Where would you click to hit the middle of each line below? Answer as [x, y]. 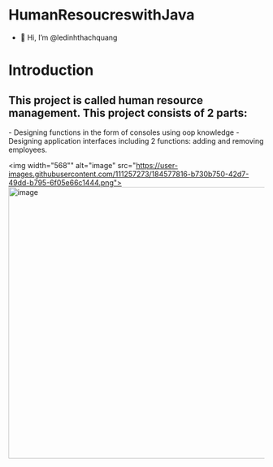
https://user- [157, 165]
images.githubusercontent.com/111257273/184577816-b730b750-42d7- [129, 174]
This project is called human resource [106, 100]
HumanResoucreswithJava [102, 15]
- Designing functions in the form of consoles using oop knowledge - [124, 132]
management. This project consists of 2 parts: [128, 112]
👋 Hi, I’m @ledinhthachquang [69, 37]
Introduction [51, 70]
